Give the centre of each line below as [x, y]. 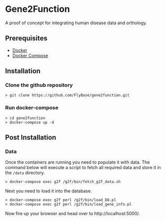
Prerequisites [26, 38]
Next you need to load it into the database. [49, 191]
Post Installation [31, 138]
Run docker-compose [32, 108]
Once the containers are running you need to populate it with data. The [78, 162]
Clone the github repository [39, 85]
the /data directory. [25, 173]
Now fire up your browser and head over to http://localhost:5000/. [73, 214]
